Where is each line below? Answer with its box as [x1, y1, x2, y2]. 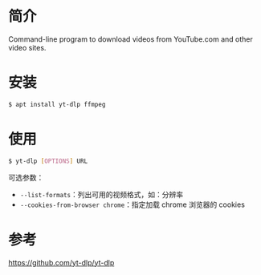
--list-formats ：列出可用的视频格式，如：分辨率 [19, 189, 184, 199]
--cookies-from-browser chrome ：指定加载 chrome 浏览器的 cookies [19, 200, 245, 209]
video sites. [8, 42, 47, 52]
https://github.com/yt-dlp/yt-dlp [8, 257, 115, 267]
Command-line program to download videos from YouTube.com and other [8, 34, 253, 44]
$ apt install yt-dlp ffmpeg [8, 100, 106, 108]
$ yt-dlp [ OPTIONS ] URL [8, 157, 88, 165]
